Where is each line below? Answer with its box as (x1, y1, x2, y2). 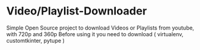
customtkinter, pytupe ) (6, 37, 65, 44)
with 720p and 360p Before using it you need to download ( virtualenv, (6, 30, 184, 37)
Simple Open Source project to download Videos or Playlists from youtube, (6, 24, 195, 31)
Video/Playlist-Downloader (6, 4, 148, 18)
